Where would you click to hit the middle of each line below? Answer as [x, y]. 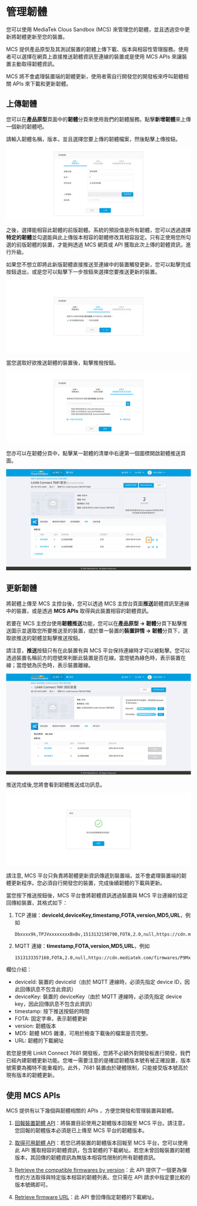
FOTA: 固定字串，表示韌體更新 [51, 1019]
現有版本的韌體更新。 [32, 1075]
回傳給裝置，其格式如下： [37, 903]
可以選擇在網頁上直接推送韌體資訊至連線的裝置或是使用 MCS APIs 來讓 [96, 56]
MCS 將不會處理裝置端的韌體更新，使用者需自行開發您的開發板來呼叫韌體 [95, 76]
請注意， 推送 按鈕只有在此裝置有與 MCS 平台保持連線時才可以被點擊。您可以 [98, 650]
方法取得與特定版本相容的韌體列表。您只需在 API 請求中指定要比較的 [108, 1177]
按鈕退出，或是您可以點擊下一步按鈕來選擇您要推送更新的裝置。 [83, 272]
